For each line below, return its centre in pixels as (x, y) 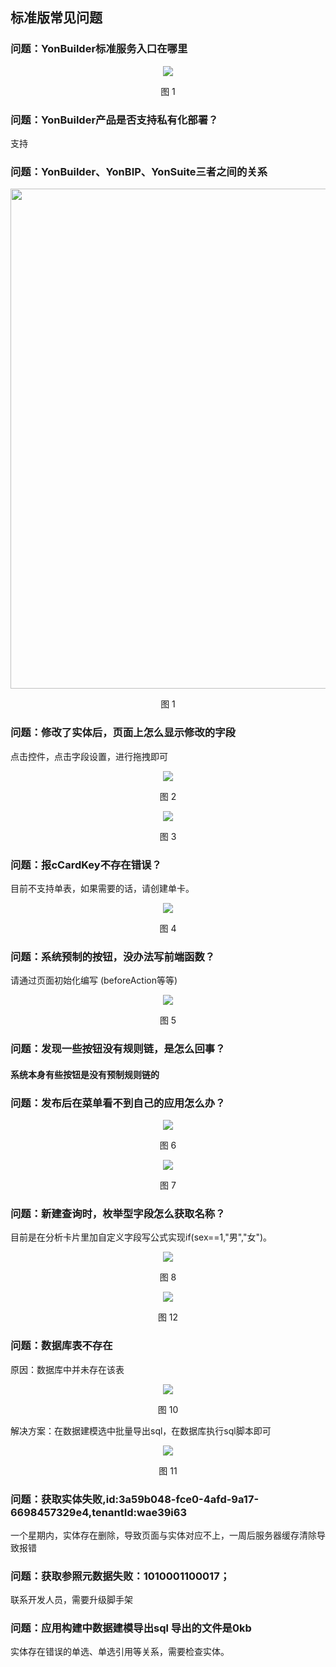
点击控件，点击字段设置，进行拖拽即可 (89, 756)
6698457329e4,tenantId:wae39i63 (98, 1512)
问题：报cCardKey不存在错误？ (86, 865)
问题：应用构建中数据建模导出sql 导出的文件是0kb (131, 1628)
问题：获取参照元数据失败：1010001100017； (120, 1576)
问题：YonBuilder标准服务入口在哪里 (99, 49)
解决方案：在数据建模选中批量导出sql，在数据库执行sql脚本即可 (141, 1430)
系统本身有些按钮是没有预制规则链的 (85, 1074)
